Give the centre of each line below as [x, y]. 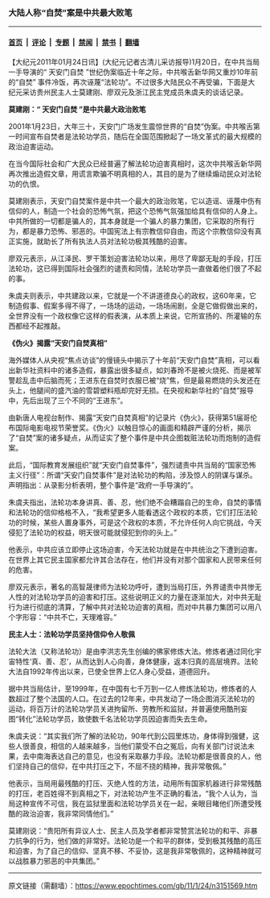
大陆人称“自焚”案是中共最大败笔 [70, 12]
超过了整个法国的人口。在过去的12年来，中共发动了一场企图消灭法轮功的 [135, 698]
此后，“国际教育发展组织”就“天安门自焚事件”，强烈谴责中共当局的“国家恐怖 [132, 464]
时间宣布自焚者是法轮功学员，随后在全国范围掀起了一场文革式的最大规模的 [138, 136]
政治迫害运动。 [33, 146]
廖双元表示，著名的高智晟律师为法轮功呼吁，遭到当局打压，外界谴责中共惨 [131, 587]
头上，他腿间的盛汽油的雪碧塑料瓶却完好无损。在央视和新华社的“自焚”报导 [131, 390]
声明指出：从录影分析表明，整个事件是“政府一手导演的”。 [103, 484]
